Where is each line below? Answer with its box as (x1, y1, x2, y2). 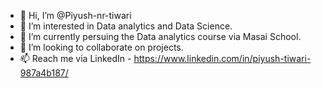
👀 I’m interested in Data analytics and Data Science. (19, 20, 233, 32)
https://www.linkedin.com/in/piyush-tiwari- (133, 53, 312, 64)
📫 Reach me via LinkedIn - (19, 53, 132, 64)
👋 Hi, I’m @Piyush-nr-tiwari (19, 10, 132, 21)
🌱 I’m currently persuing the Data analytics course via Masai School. (19, 31, 302, 42)
